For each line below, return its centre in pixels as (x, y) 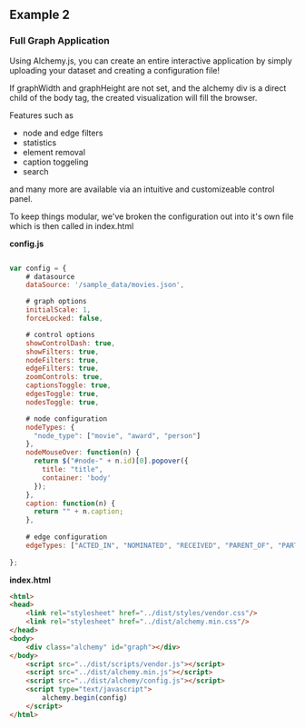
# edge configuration (66, 537)
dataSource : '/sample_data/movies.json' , (105, 285)
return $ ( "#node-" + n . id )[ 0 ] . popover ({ (111, 461)
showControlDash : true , (71, 343)
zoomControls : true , (64, 377)
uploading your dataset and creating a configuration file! (115, 70)
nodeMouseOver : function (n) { (83, 453)
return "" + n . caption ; (79, 512)
